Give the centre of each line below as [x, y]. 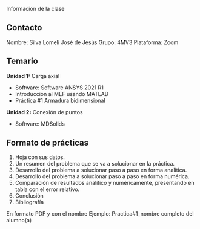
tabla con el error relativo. [47, 189]
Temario [22, 61]
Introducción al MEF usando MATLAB [62, 94]
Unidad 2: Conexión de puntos [45, 112]
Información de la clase [35, 9]
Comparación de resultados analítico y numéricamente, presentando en [105, 183]
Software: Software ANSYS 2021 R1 [59, 88]
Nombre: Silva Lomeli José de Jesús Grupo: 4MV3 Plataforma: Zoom [92, 42]
